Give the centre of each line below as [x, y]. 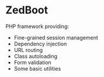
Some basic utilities [37, 68]
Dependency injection [40, 44]
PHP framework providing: [37, 26]
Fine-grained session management [56, 37]
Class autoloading [36, 56]
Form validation [33, 62]
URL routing [28, 50]
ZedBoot [27, 10]
